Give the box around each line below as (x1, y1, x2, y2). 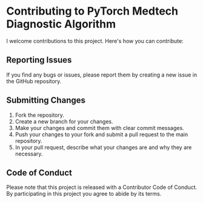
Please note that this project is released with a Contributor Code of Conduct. (6, 184, 198, 191)
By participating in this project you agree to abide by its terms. (6, 190, 162, 198)
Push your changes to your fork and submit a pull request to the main (15, 131, 188, 138)
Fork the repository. (15, 111, 65, 119)
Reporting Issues (6, 55, 72, 65)
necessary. (15, 150, 43, 157)
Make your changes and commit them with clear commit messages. (15, 124, 184, 131)
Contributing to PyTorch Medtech (6, 4, 179, 18)
